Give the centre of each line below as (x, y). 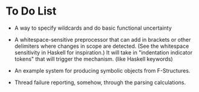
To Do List (31, 11)
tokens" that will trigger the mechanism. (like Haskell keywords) (93, 59)
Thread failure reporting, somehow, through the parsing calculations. (100, 82)
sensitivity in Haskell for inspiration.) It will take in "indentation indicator (103, 52)
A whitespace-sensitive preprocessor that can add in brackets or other (103, 39)
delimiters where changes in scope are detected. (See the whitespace (102, 46)
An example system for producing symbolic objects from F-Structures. (102, 70)
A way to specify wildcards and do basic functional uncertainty (93, 28)
